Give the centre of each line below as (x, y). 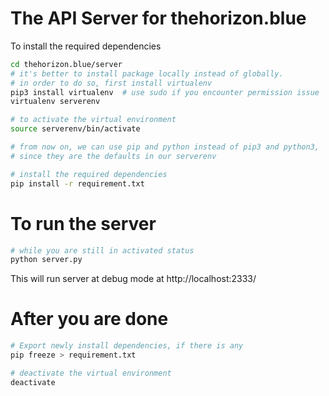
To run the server (83, 223)
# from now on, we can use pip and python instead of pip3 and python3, (165, 147)
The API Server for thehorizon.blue (158, 18)
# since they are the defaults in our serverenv (113, 156)
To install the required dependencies (86, 46)
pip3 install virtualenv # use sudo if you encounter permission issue (165, 92)
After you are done (89, 319)
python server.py (46, 260)
